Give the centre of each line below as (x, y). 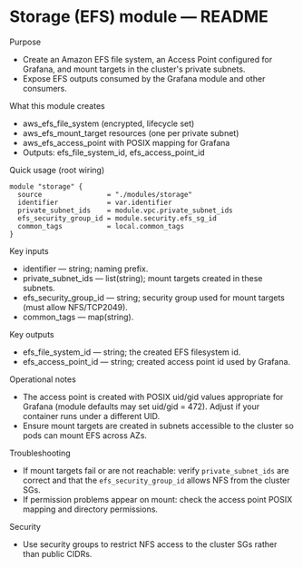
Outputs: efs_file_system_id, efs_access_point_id (114, 152)
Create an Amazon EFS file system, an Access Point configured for (147, 59)
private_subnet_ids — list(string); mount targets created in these (142, 278)
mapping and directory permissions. (90, 509)
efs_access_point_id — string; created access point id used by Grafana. (156, 361)
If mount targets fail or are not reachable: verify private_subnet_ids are (156, 470)
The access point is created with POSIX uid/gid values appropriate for (153, 397)
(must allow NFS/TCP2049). (75, 307)
